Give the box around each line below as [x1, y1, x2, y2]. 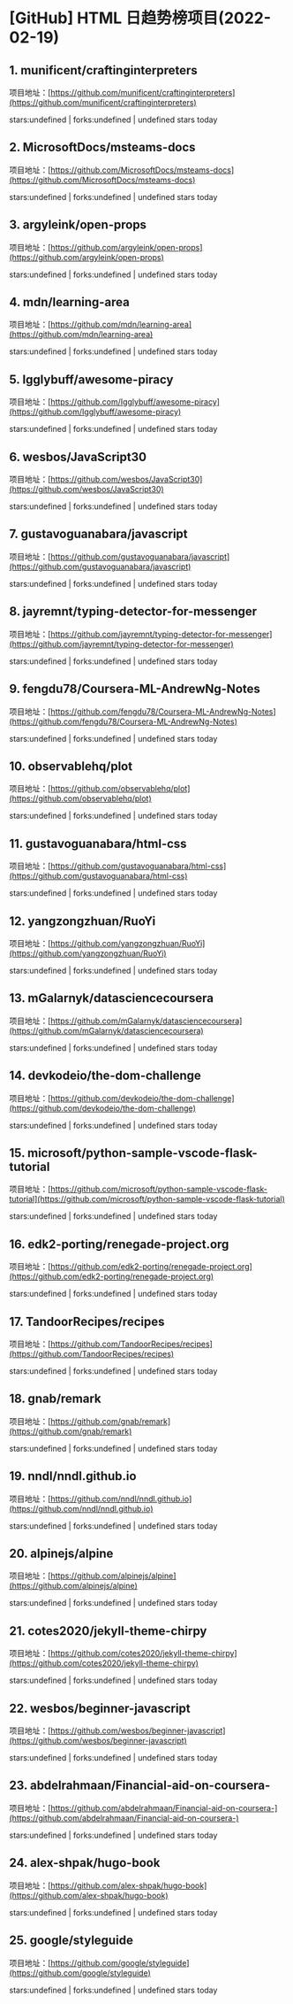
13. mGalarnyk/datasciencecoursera [9, 990, 214, 1006]
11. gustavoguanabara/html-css [9, 836, 187, 851]
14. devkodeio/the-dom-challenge [9, 1068, 201, 1083]
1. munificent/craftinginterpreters [9, 63, 199, 78]
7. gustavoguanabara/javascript [9, 527, 188, 542]
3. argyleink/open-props [9, 218, 147, 233]
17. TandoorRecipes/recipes [9, 1314, 165, 1329]
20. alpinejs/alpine [9, 1546, 114, 1561]
